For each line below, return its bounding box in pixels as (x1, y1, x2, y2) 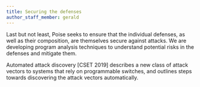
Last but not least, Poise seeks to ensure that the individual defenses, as (6, 30, 185, 38)
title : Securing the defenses (6, 8, 82, 15)
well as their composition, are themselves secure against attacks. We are (6, 37, 187, 44)
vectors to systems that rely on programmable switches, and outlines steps (6, 67, 192, 74)
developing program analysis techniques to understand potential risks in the (6, 43, 194, 51)
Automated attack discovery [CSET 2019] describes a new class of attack (6, 61, 189, 69)
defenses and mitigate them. (6, 49, 77, 57)
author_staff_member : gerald (6, 14, 79, 20)
